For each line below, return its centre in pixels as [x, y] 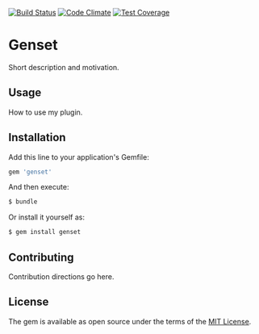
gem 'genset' [30, 172]
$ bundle [23, 202]
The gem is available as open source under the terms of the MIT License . [130, 321]
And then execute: [39, 187]
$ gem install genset [45, 232]
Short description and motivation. [64, 67]
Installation [37, 138]
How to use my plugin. [46, 112]
